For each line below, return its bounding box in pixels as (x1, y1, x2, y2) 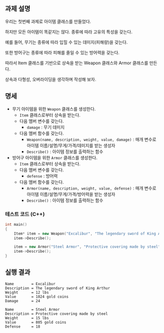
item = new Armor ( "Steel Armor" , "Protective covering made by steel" (14, 244, 161, 250)
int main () (5, 222, 27, 227)
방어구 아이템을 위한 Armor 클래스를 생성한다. (12, 155, 98, 160)
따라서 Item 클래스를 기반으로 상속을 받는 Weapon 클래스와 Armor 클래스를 (5, 60, 148, 66)
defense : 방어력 (26, 173, 58, 179)
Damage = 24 (5, 298, 41, 303)
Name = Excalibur (5, 281, 56, 286)
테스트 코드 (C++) (5, 211, 45, 217)
